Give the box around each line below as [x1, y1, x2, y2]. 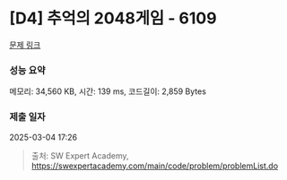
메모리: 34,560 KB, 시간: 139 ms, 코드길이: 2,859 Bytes [9, 86, 206, 97]
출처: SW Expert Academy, [30, 150, 129, 161]
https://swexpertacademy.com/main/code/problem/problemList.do [30, 160, 279, 171]
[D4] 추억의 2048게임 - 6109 [9, 8, 217, 29]
